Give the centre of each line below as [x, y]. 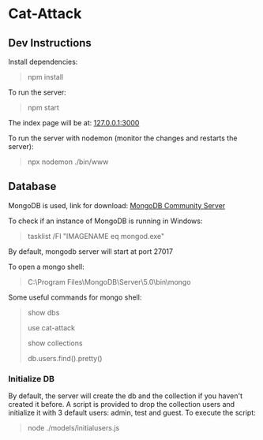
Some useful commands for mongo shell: [75, 297]
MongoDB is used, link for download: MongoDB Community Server [117, 205]
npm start [43, 108]
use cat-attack [51, 327]
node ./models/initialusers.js [73, 428]
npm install [45, 77]
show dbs [43, 312]
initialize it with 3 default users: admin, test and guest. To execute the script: [132, 413]
